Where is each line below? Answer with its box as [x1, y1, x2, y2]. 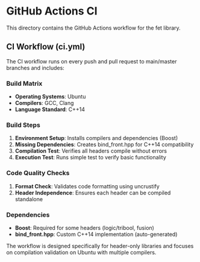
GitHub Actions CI [6, 4, 98, 18]
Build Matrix [6, 79, 43, 88]
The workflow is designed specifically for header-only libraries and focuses [6, 242, 194, 249]
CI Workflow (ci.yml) [6, 42, 86, 52]
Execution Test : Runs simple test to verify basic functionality [14, 154, 167, 161]
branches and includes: [6, 64, 64, 71]
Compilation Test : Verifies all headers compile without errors [14, 147, 167, 155]
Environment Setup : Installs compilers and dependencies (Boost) [14, 135, 178, 142]
